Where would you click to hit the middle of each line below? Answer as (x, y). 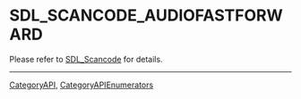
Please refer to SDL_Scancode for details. (86, 59)
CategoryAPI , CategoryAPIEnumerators (82, 85)
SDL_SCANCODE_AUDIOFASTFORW (146, 16)
